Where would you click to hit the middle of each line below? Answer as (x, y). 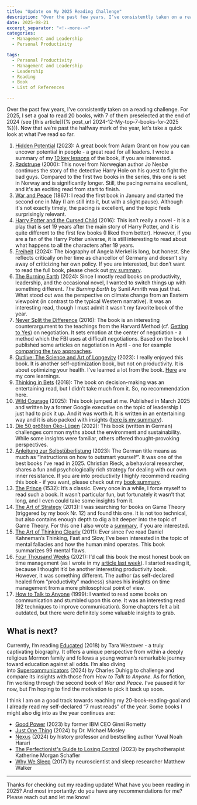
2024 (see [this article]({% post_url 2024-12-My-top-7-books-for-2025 (93, 122)
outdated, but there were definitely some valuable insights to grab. (95, 613)
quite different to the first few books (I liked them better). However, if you (103, 233)
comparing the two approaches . (54, 351)
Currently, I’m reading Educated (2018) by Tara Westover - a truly (85, 645)
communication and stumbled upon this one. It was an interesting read (100, 600)
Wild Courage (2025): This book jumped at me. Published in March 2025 (103, 401)
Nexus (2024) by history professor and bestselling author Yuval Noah (99, 736)
